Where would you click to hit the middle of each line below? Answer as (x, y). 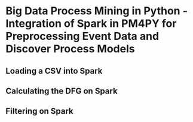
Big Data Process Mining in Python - (97, 11)
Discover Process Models (70, 49)
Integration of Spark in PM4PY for (91, 24)
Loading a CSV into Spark (54, 71)
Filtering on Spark (40, 111)
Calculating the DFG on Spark (62, 91)
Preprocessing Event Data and (82, 36)
